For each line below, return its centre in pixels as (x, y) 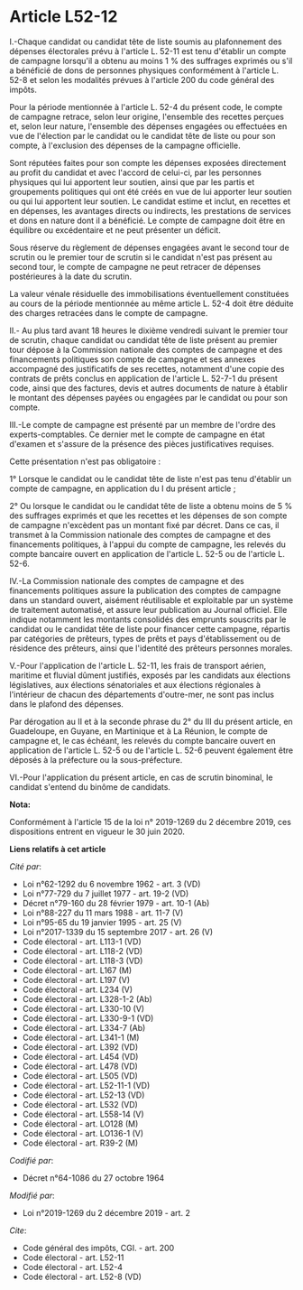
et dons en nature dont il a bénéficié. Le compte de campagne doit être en (147, 220)
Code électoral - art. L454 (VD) (80, 1056)
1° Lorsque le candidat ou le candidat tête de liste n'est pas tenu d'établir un (151, 478)
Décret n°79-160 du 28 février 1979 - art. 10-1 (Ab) (116, 903)
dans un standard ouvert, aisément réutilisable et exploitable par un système (151, 600)
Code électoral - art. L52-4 (73, 1267)
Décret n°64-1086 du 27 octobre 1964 (93, 1178)
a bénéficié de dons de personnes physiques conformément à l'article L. (144, 70)
